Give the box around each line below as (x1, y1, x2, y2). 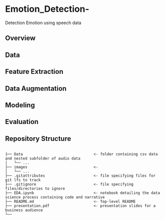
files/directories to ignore (5, 186, 65, 191)
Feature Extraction (5, 67, 63, 76)
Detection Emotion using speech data (5, 20, 82, 26)
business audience (5, 208, 43, 213)
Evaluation (5, 118, 39, 126)
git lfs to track (5, 178, 41, 183)
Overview (5, 34, 36, 42)
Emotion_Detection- (5, 3, 90, 15)
